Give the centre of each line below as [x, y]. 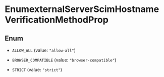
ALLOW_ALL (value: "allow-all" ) [44, 50]
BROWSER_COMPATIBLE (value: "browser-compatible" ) [64, 60]
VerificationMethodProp [57, 20]
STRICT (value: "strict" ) [37, 69]
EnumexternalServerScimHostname [82, 9]
